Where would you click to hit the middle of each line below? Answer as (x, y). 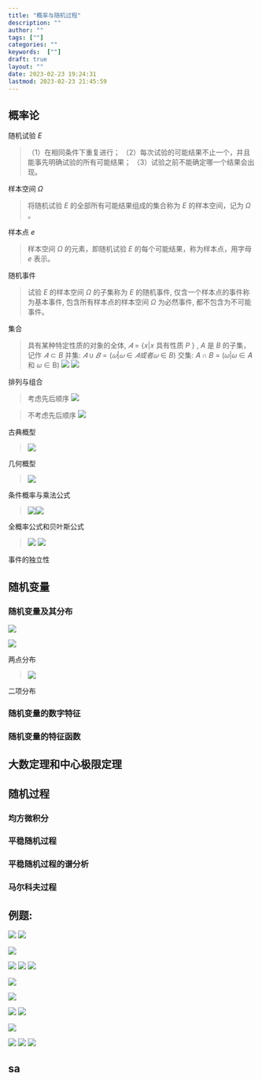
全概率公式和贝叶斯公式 (46, 527)
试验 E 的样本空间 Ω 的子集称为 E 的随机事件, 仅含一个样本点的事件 (135, 292)
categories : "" (33, 45)
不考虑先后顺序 (52, 415)
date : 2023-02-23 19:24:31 (52, 74)
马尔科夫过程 (33, 887)
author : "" (26, 30)
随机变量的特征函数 (44, 736)
